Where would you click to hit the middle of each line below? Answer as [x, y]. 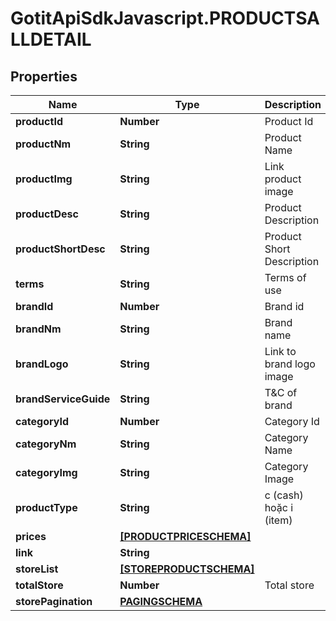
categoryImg [46, 472]
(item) [278, 520]
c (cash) [284, 495]
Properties [44, 76]
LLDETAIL [51, 39]
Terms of [285, 277]
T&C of [281, 392]
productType [46, 507]
